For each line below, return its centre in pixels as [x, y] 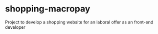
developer [15, 27]
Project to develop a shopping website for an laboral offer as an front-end [79, 22]
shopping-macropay [48, 9]
